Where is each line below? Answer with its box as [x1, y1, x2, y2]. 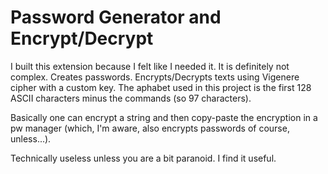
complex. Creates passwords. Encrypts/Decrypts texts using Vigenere [10, 71, 300, 83]
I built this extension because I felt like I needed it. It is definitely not [10, 60, 290, 72]
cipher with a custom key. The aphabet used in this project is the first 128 [10, 81, 312, 93]
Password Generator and [10, 6, 222, 29]
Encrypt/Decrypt [10, 27, 154, 50]
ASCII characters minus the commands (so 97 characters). [10, 92, 252, 104]
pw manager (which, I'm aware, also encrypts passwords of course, [10, 122, 290, 134]
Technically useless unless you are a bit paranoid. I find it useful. [10, 152, 277, 164]
